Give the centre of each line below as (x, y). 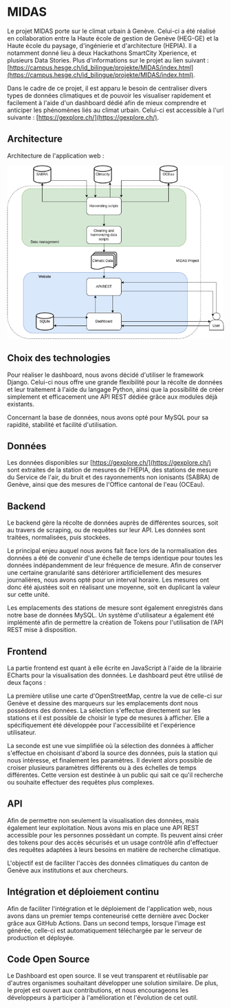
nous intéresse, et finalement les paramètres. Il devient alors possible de (110, 760)
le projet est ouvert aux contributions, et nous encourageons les (98, 990)
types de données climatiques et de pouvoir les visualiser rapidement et (109, 95)
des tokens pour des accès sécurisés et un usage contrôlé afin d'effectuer (113, 842)
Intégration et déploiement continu (83, 892)
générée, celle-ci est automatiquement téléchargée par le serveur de (105, 930)
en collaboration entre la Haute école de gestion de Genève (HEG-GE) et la (113, 38)
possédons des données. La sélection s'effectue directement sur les (104, 710)
